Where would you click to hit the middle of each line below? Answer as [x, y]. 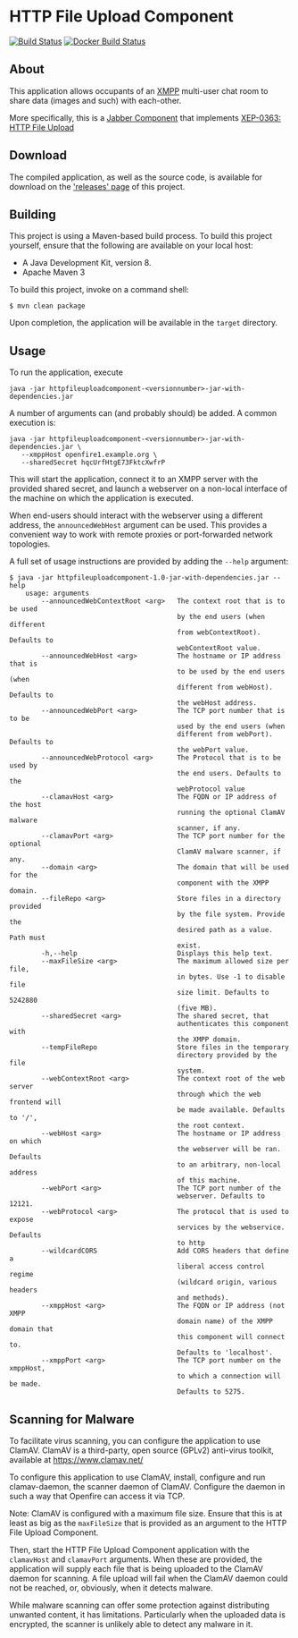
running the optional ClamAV [231, 813]
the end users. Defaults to [229, 774]
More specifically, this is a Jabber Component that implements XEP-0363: [145, 117]
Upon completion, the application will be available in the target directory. [144, 323]
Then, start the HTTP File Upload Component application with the [129, 1550]
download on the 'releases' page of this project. [97, 186]
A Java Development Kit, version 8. [87, 263]
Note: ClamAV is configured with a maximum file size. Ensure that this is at [146, 1513]
